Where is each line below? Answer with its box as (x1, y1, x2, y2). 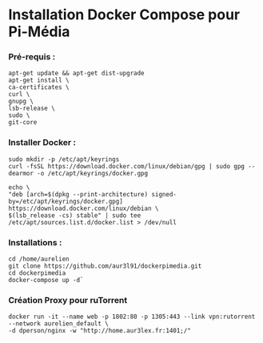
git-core (8, 119, 38, 127)
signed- (151, 190, 177, 198)
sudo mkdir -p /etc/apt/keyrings (8, 155, 120, 163)
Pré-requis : (8, 51, 56, 63)
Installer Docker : (8, 137, 76, 148)
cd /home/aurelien (8, 255, 70, 264)
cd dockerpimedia (8, 269, 66, 277)
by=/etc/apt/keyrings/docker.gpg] (8, 197, 124, 205)
